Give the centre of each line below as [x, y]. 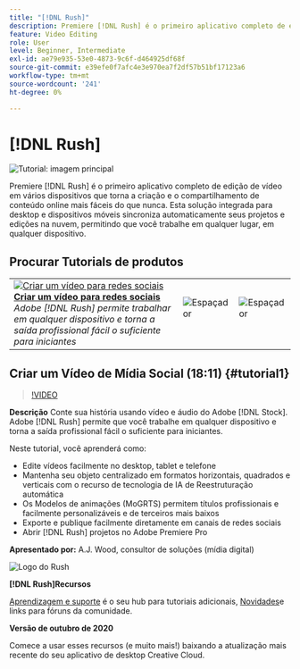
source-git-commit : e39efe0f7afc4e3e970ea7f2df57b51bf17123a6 [127, 68]
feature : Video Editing [54, 34]
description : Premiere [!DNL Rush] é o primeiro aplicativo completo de [147, 26]
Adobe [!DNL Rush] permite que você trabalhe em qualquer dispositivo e [143, 422]
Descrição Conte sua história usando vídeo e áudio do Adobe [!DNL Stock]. [149, 413]
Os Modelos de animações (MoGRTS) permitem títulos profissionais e [150, 504]
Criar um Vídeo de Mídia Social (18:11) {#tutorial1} [150, 373]
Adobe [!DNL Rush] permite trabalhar [92, 308]
